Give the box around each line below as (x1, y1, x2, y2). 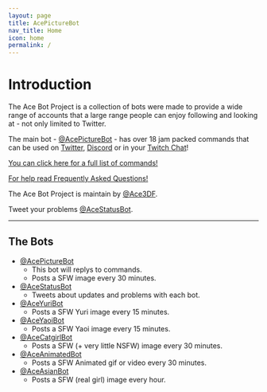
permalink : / (8, 41, 52, 49)
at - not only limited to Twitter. (8, 119, 106, 128)
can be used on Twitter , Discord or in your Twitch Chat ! (8, 143, 189, 152)
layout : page (8, 11, 52, 20)
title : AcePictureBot (8, 19, 80, 27)
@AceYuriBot (19, 298, 64, 308)
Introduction (8, 76, 92, 94)
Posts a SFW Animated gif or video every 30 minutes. (31, 358, 207, 367)
